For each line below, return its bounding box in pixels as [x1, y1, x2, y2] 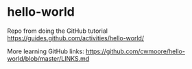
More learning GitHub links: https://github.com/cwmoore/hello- [7, 47, 185, 55]
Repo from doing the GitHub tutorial [7, 27, 108, 35]
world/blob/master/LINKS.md [7, 54, 90, 62]
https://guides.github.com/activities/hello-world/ [7, 33, 145, 42]
